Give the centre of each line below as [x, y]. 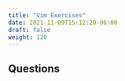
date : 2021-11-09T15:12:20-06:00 [63, 23]
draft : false [29, 30]
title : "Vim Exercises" [47, 15]
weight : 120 [28, 37]
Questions [34, 68]
